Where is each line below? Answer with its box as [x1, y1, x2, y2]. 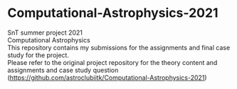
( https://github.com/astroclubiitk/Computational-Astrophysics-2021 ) [7, 73, 208, 82]
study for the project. [7, 51, 70, 59]
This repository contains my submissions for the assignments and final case [7, 43, 231, 52]
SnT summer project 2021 [7, 28, 83, 37]
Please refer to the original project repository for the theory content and [7, 58, 218, 66]
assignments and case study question [7, 66, 119, 74]
